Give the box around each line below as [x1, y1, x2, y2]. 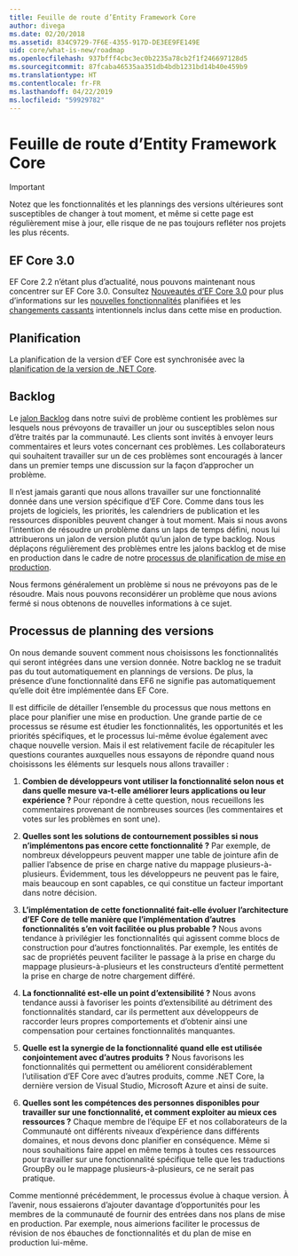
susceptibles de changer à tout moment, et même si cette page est [9, 208, 255, 219]
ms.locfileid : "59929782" [9, 95, 105, 105]
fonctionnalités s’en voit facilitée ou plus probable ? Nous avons [21, 923, 263, 934]
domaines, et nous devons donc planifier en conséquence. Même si [21, 1134, 271, 1145]
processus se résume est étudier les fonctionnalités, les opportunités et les [9, 720, 284, 732]
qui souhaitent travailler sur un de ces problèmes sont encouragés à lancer [9, 450, 283, 461]
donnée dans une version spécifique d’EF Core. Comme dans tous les [9, 496, 264, 506]
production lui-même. [9, 1236, 89, 1247]
